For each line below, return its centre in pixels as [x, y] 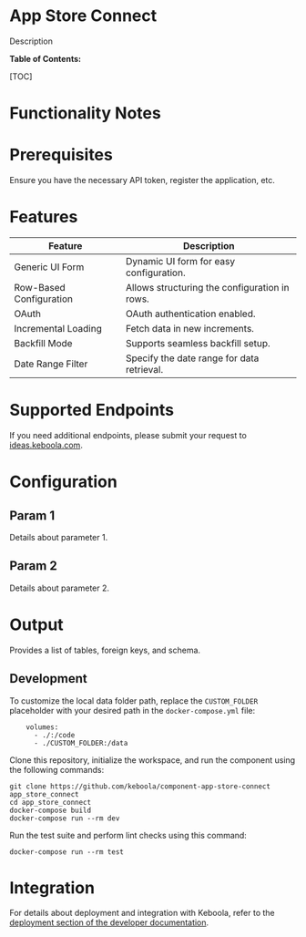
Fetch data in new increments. [190, 329]
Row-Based [40, 288]
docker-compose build [51, 810]
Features [44, 217]
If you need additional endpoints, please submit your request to [128, 435]
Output [36, 624]
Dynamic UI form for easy [180, 261]
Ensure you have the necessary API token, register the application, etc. [143, 180]
